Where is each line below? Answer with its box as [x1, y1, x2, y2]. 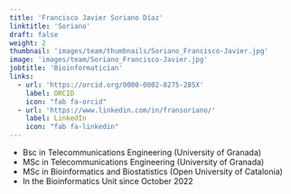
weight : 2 [9, 38, 47, 48]
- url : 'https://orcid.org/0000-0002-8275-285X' [17, 80, 204, 89]
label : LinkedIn [25, 114, 88, 123]
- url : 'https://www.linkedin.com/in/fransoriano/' [17, 106, 217, 115]
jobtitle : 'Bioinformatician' [9, 64, 124, 73]
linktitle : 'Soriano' [9, 22, 91, 31]
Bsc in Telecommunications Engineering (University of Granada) [22, 147, 262, 158]
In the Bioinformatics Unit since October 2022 [22, 176, 194, 186]
